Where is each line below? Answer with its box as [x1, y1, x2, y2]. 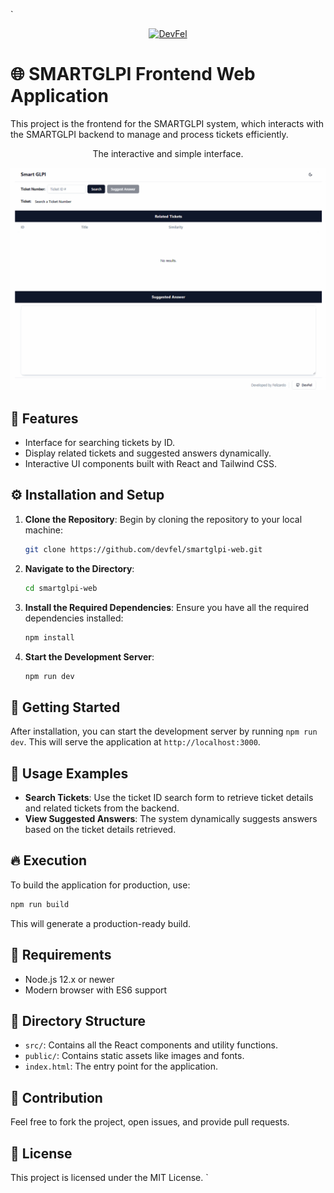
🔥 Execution [10, 852, 88, 869]
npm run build [10, 899, 70, 909]
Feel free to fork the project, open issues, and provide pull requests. [10, 1116, 290, 1128]
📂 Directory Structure [10, 1012, 147, 1029]
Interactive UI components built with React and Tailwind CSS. [24, 458, 278, 470]
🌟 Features [10, 410, 79, 427]
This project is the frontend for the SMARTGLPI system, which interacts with [10, 117, 325, 129]
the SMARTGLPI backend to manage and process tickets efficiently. [10, 128, 289, 140]
